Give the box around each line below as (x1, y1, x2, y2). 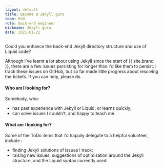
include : (5, 138, 23, 144)
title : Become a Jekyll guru (5, 12, 64, 17)
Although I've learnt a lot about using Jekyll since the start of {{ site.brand (5, 58, 154, 64)
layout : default (5, 7, 38, 12)
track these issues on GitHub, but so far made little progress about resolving (5, 69, 159, 74)
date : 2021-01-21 (5, 30, 41, 35)
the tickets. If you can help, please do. (5, 74, 82, 79)
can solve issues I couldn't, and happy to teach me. (12, 111, 116, 117)
